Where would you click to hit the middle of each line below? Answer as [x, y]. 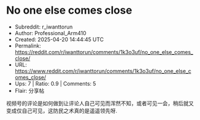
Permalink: [28, 46]
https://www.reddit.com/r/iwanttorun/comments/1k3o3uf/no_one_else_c [103, 71]
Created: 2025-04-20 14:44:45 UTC [59, 39]
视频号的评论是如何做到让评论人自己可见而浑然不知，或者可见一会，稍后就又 [100, 103]
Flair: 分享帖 [29, 90]
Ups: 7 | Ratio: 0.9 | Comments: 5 [55, 83]
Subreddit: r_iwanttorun [44, 27]
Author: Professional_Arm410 [50, 33]
